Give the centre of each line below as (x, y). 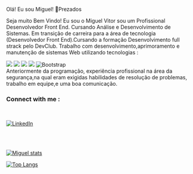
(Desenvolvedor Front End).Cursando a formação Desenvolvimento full (93, 40)
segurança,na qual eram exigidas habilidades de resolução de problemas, (97, 77)
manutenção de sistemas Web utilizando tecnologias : (72, 52)
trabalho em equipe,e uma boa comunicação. (62, 84)
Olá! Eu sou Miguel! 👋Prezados (44, 9)
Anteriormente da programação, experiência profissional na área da (89, 71)
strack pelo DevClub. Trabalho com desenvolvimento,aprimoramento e (93, 46)
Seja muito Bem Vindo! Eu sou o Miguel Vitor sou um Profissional (86, 21)
